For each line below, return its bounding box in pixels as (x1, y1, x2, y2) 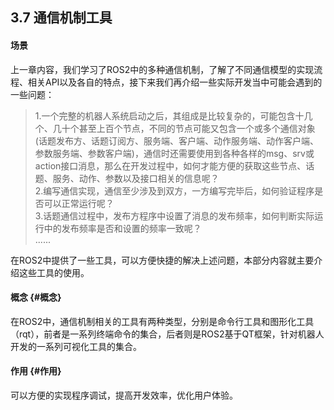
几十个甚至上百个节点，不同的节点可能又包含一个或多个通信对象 (52, 122, 316, 134)
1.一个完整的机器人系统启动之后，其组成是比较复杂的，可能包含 (34, 109, 296, 122)
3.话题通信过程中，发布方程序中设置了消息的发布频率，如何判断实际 (34, 209, 315, 222)
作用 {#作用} (10, 365, 62, 377)
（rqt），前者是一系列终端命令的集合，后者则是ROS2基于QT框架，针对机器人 (10, 328, 325, 340)
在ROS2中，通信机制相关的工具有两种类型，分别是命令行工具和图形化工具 (10, 315, 315, 327)
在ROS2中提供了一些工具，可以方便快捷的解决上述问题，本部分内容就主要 (10, 254, 315, 266)
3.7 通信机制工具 (10, 9, 113, 27)
